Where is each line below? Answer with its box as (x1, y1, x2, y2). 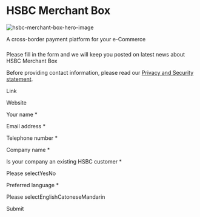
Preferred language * (6, 181, 59, 188)
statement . (6, 75, 33, 83)
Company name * (6, 146, 50, 153)
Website (6, 98, 27, 106)
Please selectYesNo (6, 170, 56, 177)
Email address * (6, 122, 46, 129)
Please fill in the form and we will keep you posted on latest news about (6, 50, 185, 58)
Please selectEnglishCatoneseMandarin (6, 193, 105, 201)
